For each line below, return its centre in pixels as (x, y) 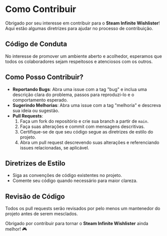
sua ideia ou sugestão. (36, 110)
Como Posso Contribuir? (44, 77)
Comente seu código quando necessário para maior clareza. (75, 180)
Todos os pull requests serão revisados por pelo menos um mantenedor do (83, 208)
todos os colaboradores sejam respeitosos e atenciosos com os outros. (79, 61)
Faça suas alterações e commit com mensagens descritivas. (82, 126)
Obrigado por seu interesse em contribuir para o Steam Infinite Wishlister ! (83, 23)
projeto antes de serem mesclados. (42, 214)
